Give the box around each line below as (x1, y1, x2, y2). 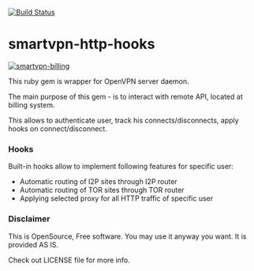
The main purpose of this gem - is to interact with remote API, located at (8, 92, 243, 101)
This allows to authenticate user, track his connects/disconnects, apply (8, 115, 239, 125)
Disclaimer (8, 213, 50, 224)
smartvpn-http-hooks (8, 36, 155, 53)
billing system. (8, 100, 55, 110)
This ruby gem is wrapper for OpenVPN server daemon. (8, 76, 189, 86)
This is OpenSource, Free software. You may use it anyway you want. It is (8, 231, 247, 241)
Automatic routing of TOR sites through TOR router (19, 186, 185, 195)
